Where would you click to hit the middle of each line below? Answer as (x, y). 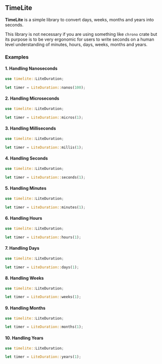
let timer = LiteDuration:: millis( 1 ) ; (44, 147)
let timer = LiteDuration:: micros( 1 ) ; (44, 117)
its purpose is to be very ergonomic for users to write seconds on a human (80, 39)
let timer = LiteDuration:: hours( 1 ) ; (43, 237)
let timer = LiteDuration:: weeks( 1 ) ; (43, 297)
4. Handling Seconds (26, 158)
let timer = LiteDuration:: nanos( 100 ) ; (45, 87)
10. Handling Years (24, 338)
